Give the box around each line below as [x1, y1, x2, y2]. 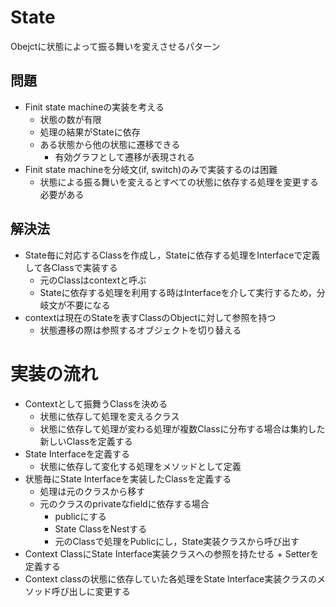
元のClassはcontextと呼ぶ [39, 274, 147, 286]
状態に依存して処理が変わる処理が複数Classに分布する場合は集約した [39, 422, 326, 435]
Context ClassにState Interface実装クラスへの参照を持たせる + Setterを [24, 547, 320, 560]
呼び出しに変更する [51, 585, 131, 597]
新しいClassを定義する [39, 435, 133, 447]
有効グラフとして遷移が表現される [54, 151, 195, 163]
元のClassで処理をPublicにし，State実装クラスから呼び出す [54, 535, 300, 547]
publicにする [54, 510, 107, 522]
